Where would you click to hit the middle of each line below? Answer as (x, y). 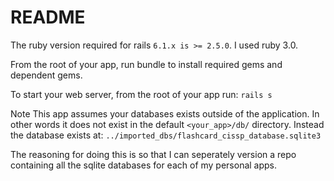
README (48, 17)
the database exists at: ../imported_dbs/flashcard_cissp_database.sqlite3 (166, 135)
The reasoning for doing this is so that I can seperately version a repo (153, 154)
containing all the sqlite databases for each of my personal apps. (144, 165)
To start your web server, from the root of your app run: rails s (141, 94)
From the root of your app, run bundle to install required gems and (146, 64)
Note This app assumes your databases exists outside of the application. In (165, 113)
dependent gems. (46, 75)
